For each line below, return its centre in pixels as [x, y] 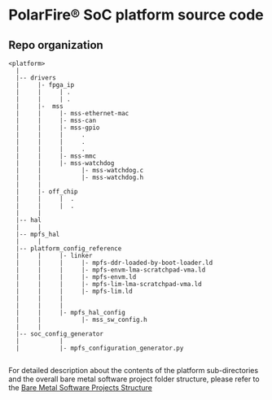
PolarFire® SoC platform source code [136, 15]
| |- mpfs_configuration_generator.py [100, 348]
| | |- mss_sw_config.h [82, 320]
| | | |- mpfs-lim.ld [74, 291]
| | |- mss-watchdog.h [80, 177]
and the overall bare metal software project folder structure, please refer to [134, 379]
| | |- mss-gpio [58, 128]
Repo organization [56, 45]
